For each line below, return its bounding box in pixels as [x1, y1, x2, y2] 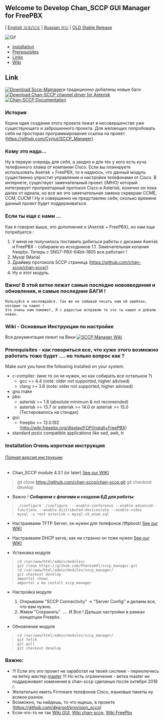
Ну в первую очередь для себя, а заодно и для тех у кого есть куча [5, 159, 146, 165]
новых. [5, 312, 19, 317]
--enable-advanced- [115, 503, 155, 508]
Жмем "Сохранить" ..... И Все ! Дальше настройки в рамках [19, 609, 145, 614]
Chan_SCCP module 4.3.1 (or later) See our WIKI [12, 469, 109, 475]
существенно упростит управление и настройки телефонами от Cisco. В [5, 174, 157, 180]
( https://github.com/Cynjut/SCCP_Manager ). [5, 135, 95, 141]
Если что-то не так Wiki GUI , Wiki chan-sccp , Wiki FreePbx [12, 709, 133, 715]
